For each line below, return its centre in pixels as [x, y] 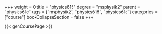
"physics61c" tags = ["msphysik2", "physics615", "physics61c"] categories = [81, 12]
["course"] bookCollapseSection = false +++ [49, 17]
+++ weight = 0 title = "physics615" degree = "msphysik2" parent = [72, 7]
